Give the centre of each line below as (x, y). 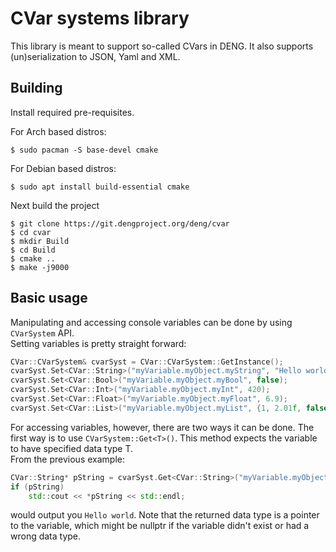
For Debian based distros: (63, 168)
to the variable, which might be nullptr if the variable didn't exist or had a (160, 526)
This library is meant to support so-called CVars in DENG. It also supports (162, 46)
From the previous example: (67, 459)
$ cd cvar (31, 232)
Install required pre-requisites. (72, 112)
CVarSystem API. (42, 333)
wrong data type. (46, 536)
